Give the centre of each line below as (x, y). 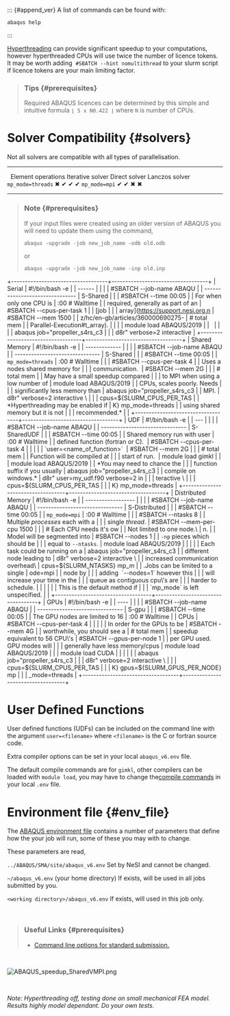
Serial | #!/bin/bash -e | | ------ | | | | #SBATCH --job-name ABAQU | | (105, 288)
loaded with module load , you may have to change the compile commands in (114, 777)
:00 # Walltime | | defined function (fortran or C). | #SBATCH (93, 441)
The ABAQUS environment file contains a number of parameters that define (114, 831)
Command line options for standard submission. (102, 945)
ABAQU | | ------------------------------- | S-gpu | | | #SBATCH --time (106, 609)
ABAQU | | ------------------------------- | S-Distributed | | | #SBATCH (107, 507)
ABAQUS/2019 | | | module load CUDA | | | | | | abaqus (83, 653)
